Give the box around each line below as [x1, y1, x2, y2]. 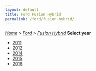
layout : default [5, 7, 39, 12]
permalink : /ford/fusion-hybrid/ [5, 16, 75, 21]
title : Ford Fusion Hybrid [5, 12, 61, 17]
